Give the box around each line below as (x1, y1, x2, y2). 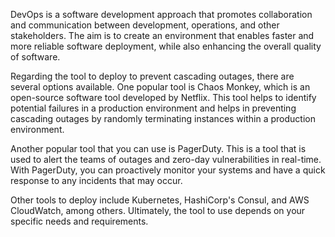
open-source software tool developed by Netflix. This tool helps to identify (10, 92, 317, 103)
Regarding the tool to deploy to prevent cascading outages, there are (10, 70, 295, 82)
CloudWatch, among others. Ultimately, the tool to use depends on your (10, 205, 306, 216)
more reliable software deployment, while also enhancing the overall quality (10, 40, 322, 52)
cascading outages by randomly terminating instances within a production (10, 113, 316, 124)
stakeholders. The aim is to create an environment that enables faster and (10, 30, 315, 41)
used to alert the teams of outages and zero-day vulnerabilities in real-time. (10, 154, 322, 165)
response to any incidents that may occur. (10, 175, 183, 186)
